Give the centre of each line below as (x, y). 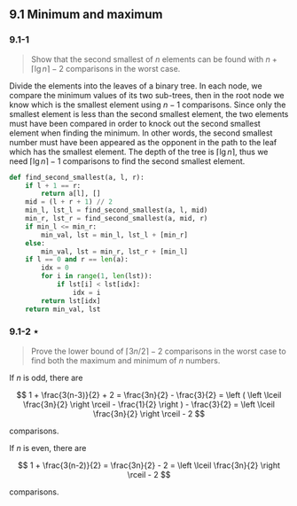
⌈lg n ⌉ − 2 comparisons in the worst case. (106, 68)
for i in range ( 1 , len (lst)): (97, 276)
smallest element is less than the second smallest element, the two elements (149, 113)
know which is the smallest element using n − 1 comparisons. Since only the (148, 105)
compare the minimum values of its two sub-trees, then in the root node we (147, 95)
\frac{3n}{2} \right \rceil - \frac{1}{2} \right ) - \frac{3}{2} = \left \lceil (149, 404)
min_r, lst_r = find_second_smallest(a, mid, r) (117, 219)
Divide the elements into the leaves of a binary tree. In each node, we (136, 86)
